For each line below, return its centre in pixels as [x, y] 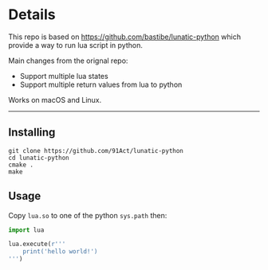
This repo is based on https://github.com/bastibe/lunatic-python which [125, 37]
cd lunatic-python [39, 158]
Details [32, 15]
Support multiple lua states [64, 76]
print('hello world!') [60, 252]
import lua [26, 230]
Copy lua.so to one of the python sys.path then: [88, 215]
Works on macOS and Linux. [55, 100]
